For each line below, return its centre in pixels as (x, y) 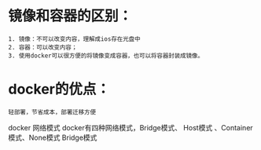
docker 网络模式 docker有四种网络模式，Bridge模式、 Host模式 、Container (130, 127)
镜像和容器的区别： (70, 16)
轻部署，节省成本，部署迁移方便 (52, 112)
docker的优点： (59, 89)
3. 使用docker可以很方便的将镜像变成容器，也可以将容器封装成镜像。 (106, 56)
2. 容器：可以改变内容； (43, 47)
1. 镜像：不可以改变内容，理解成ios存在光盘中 (74, 39)
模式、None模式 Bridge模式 (53, 137)
